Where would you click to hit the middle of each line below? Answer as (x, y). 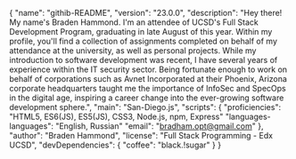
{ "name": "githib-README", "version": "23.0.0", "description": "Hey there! (146, 13)
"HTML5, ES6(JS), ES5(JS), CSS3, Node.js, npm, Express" (116, 116)
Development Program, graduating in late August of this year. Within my (141, 32)
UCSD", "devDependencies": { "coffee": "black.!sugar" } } (115, 145)
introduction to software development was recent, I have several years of (144, 60)
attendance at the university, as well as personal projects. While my (133, 51)
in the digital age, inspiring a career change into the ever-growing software (147, 98)
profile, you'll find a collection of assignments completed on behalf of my (144, 41)
